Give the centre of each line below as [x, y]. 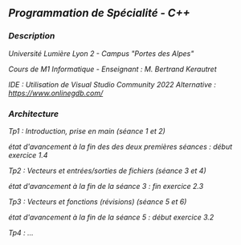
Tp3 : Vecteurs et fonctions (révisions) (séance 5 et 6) [98, 201]
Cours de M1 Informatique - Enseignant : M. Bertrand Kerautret [112, 69]
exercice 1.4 [28, 155]
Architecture [33, 114]
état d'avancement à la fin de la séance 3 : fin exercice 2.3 [106, 186]
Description [32, 36]
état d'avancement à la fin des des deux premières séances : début [120, 147]
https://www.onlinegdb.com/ [56, 93]
